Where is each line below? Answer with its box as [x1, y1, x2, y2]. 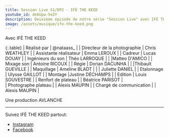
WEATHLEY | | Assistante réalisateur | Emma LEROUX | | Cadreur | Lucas [5, 50, 156, 56]
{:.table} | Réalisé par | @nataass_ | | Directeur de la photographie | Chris [5, 45, 156, 51]
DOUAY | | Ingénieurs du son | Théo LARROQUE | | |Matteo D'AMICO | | [5, 56, 152, 62]
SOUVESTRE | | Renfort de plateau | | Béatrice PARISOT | [5, 77, 123, 83]
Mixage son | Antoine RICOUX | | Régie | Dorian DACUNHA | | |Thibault [5, 61, 152, 67]
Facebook [12, 126, 34, 133]
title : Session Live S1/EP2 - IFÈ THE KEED [5, 7, 98, 13]
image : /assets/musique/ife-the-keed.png [5, 21, 94, 27]
